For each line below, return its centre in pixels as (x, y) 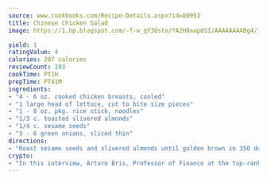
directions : (28, 141)
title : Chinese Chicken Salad (58, 23)
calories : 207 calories (48, 60)
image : (19, 30)
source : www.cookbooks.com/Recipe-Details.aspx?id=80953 (104, 16)
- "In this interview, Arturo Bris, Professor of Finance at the (118, 163)
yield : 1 (23, 45)
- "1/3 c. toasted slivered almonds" (71, 119)
